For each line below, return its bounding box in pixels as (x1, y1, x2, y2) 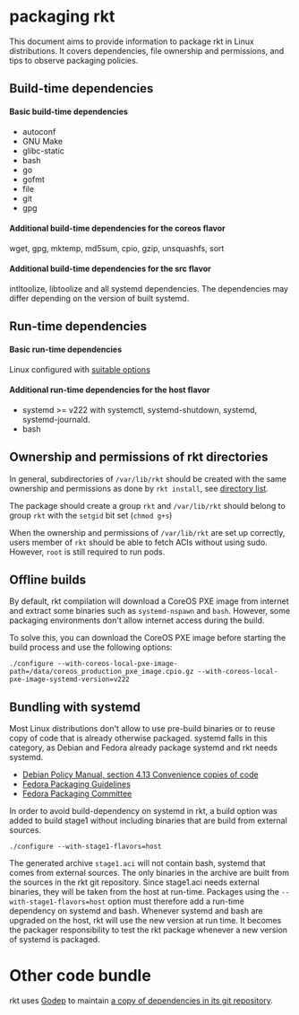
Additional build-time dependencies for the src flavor (9, 263, 212, 275)
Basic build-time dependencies (9, 106, 128, 117)
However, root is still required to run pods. (9, 546, 166, 557)
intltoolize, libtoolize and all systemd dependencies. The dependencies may (9, 283, 289, 293)
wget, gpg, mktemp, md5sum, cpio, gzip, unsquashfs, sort (9, 242, 225, 253)
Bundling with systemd (9, 699, 141, 714)
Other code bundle (9, 966, 152, 986)
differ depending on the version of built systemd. (9, 293, 190, 303)
